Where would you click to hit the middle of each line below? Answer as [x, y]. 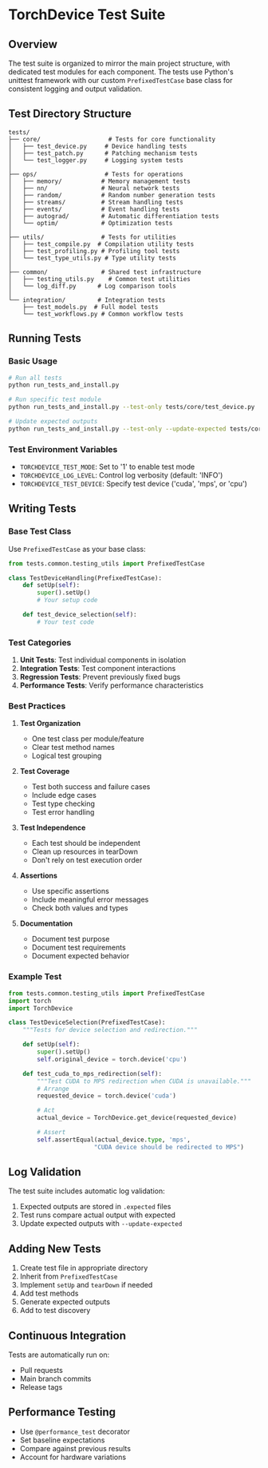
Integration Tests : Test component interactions [98, 669]
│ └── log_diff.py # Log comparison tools [93, 286]
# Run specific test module [55, 400]
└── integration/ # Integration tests [87, 300]
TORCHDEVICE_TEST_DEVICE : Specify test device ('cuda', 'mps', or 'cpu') [133, 484]
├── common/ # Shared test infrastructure [105, 272]
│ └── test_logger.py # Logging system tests [96, 160]
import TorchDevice [41, 1008]
